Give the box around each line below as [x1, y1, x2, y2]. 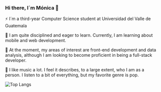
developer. [5, 57, 27, 63]
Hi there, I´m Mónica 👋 [5, 4, 59, 11]
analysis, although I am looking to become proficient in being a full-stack [5, 52, 152, 58]
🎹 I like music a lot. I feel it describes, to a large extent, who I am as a [5, 67, 145, 73]
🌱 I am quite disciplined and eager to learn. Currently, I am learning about [5, 32, 153, 38]
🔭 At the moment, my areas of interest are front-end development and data [5, 47, 156, 53]
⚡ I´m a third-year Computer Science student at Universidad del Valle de [5, 16, 151, 22]
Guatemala [5, 23, 27, 29]
